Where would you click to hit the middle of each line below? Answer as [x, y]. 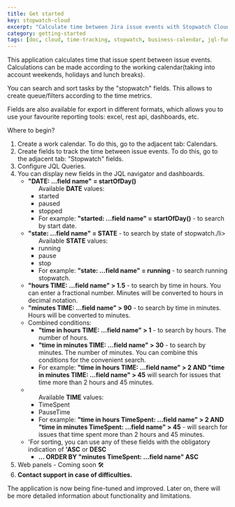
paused [49, 203]
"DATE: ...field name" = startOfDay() [82, 181]
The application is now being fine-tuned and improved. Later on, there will [114, 489]
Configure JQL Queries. [51, 166]
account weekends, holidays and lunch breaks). [76, 75]
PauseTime [54, 412]
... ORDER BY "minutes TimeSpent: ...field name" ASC [119, 457]
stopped [50, 211]
